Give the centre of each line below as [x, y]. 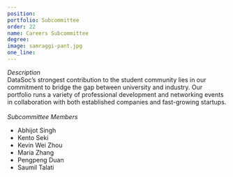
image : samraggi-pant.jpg [45, 46]
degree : [18, 40]
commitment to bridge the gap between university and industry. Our [105, 87]
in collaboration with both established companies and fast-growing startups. [117, 102]
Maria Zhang [36, 152]
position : [22, 14]
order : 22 [22, 26]
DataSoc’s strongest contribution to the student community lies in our [107, 79]
